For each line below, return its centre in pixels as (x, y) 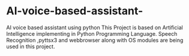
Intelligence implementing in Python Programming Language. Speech (92, 33)
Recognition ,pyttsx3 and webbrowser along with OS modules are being (95, 40)
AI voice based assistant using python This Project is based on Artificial (94, 27)
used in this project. (31, 46)
